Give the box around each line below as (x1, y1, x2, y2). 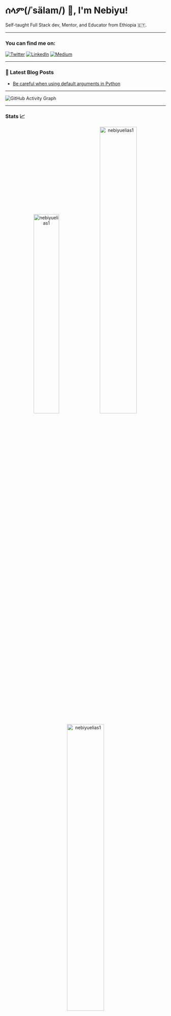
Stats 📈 (5, 113, 25, 120)
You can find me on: (5, 39, 56, 46)
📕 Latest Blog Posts (5, 69, 54, 76)
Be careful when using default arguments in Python (12, 80, 121, 86)
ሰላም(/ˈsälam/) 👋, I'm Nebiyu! (5, 5, 128, 16)
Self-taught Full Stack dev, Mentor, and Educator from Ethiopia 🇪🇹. (5, 21, 147, 28)
